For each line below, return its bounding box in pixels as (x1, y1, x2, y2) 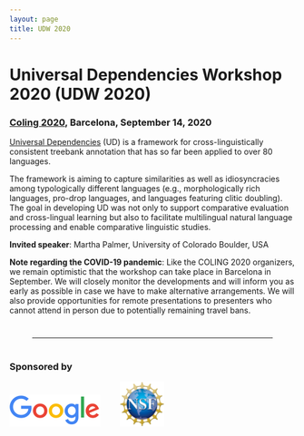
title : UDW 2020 (9, 24, 71, 34)
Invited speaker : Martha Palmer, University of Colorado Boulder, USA (9, 238, 270, 249)
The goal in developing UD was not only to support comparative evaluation (9, 202, 289, 213)
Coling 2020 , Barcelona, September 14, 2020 (9, 116, 212, 129)
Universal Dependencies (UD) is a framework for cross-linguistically (9, 136, 264, 147)
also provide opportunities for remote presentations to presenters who (9, 295, 272, 305)
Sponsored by (9, 360, 73, 373)
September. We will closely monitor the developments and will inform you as (9, 276, 295, 286)
